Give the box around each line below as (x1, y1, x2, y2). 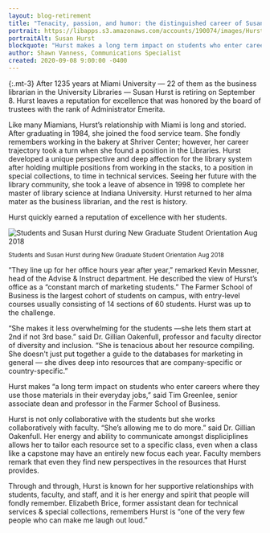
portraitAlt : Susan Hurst (8, 34, 95, 43)
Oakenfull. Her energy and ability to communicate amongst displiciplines (8, 431, 249, 441)
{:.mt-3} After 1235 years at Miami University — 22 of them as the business (8, 78, 257, 88)
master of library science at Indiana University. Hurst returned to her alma (8, 188, 252, 198)
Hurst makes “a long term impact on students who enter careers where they (8, 381, 260, 391)
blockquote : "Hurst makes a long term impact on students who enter (8, 42, 243, 50)
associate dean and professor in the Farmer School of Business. (8, 399, 221, 408)
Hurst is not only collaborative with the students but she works (8, 414, 215, 424)
